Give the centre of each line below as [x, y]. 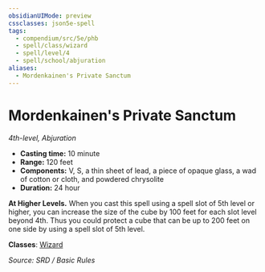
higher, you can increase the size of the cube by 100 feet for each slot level [132, 212]
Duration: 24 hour [50, 188]
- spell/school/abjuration [61, 61]
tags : [17, 31]
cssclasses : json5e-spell [51, 23]
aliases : [23, 68]
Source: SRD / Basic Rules [52, 260]
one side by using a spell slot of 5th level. [77, 229]
